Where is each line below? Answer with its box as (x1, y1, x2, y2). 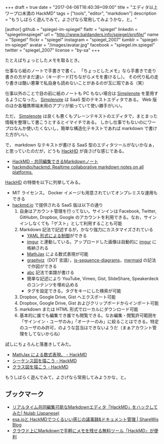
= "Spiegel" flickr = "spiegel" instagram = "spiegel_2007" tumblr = (5, 37, 140, 43)
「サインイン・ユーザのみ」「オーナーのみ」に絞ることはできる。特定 (19, 318, 159, 324)
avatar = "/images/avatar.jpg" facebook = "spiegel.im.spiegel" (29, 42, 155, 48)
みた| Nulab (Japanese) (12, 410, 60, 416)
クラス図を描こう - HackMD (12, 364, 69, 369)
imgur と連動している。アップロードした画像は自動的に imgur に (26, 239, 157, 244)
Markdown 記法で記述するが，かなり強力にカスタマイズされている (19, 227, 153, 232)
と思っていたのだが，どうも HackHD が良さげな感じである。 (5, 148, 127, 154)
